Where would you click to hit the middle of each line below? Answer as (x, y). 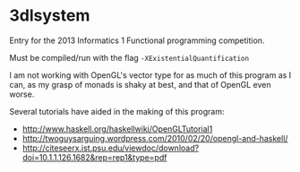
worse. (22, 94)
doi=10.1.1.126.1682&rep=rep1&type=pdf (94, 157)
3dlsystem (50, 16)
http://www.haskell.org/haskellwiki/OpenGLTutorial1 (117, 129)
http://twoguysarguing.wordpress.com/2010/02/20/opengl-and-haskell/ (155, 138)
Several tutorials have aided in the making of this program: (117, 111)
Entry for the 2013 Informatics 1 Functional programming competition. (137, 40)
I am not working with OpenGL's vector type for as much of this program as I (150, 75)
